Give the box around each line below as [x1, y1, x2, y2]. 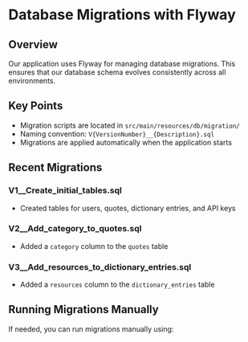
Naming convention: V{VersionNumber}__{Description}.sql [19, 128, 215, 138]
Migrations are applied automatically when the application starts [19, 137, 233, 147]
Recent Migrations [8, 161, 103, 174]
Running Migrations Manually [8, 303, 159, 316]
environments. [8, 76, 56, 85]
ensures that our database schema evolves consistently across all [8, 67, 226, 77]
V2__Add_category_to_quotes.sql [8, 223, 142, 234]
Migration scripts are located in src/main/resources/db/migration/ [19, 120, 241, 130]
